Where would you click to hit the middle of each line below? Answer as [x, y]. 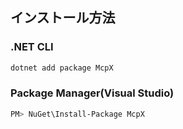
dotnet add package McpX [62, 68]
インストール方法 [63, 18]
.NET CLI [32, 47]
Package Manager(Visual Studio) [92, 93]
